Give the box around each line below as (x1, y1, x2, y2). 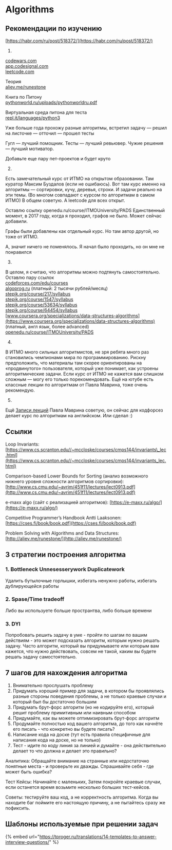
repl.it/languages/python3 (5, 115, 61, 121)
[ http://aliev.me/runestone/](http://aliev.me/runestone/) (5, 535, 122, 542)
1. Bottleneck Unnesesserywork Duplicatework (5, 566, 125, 573)
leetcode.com (5, 68, 34, 75)
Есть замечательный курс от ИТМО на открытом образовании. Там (5, 176, 154, 181)
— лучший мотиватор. (5, 145, 54, 152)
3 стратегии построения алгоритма (5, 550, 126, 559)
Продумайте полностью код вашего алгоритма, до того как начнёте (12, 720, 163, 727)
